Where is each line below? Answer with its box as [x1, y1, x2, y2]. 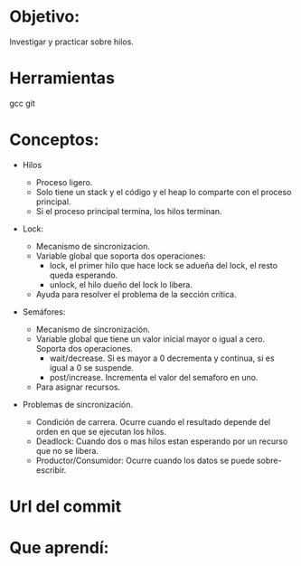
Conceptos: [9, 129, 99, 150]
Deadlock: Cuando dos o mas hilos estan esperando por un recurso [35, 436, 288, 447]
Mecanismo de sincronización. [35, 324, 151, 335]
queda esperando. [49, 269, 118, 280]
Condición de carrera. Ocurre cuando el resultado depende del [35, 416, 271, 427]
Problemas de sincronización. [22, 399, 134, 410]
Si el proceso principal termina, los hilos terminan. [35, 205, 223, 216]
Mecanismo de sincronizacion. [35, 241, 151, 251]
